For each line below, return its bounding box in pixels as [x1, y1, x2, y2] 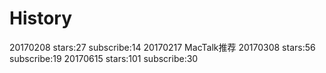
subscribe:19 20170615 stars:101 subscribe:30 [9, 52, 199, 64]
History [9, 7, 73, 30]
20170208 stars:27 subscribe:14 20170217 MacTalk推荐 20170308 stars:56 [9, 41, 316, 53]
